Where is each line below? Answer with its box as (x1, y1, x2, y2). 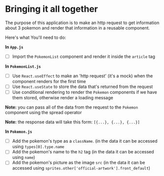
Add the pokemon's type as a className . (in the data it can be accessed (12, 138, 158, 144)
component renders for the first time (12, 79, 86, 85)
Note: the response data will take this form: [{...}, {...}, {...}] (5, 119, 140, 125)
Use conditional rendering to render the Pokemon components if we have (12, 89, 157, 95)
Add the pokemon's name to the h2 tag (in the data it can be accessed (12, 149, 154, 155)
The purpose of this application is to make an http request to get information (5, 20, 160, 26)
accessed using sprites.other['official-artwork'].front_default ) (12, 165, 151, 171)
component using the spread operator (5, 110, 82, 116)
